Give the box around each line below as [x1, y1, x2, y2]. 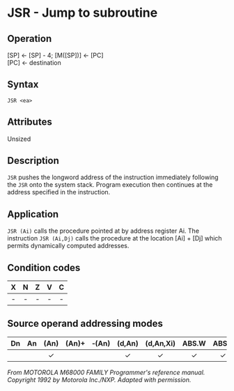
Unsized [7, 135, 31, 143]
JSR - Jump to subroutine [7, 5, 158, 21]
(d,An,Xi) [145, 338, 176, 348]
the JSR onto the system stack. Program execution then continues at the [7, 181, 213, 189]
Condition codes [7, 261, 81, 273]
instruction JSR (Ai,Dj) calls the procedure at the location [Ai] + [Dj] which [7, 234, 222, 243]
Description [7, 155, 59, 167]
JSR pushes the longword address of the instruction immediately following [7, 173, 219, 182]
